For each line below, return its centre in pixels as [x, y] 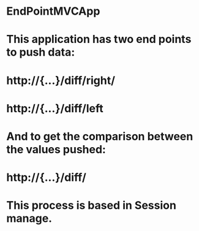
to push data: [41, 52]
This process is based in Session [91, 206]
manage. [29, 218]
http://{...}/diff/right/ [61, 80]
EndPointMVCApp [53, 11]
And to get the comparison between [100, 136]
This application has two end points [99, 40]
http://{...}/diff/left [55, 108]
